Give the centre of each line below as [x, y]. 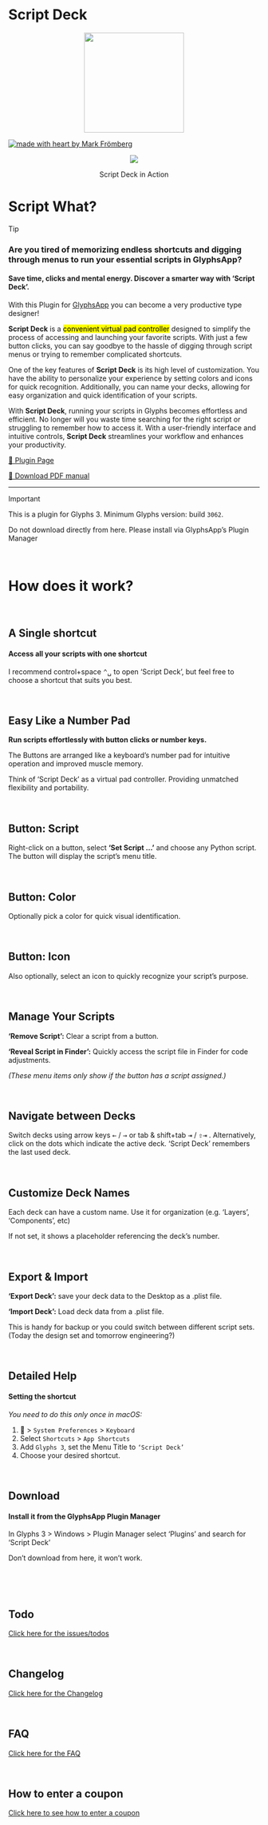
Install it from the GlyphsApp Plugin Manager [85, 1516]
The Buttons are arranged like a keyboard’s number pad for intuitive [119, 755]
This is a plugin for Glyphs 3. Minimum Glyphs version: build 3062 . [116, 514]
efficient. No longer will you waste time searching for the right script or [124, 419]
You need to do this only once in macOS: [75, 1414]
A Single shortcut [53, 633]
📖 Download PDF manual [49, 476]
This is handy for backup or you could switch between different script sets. [132, 1327]
